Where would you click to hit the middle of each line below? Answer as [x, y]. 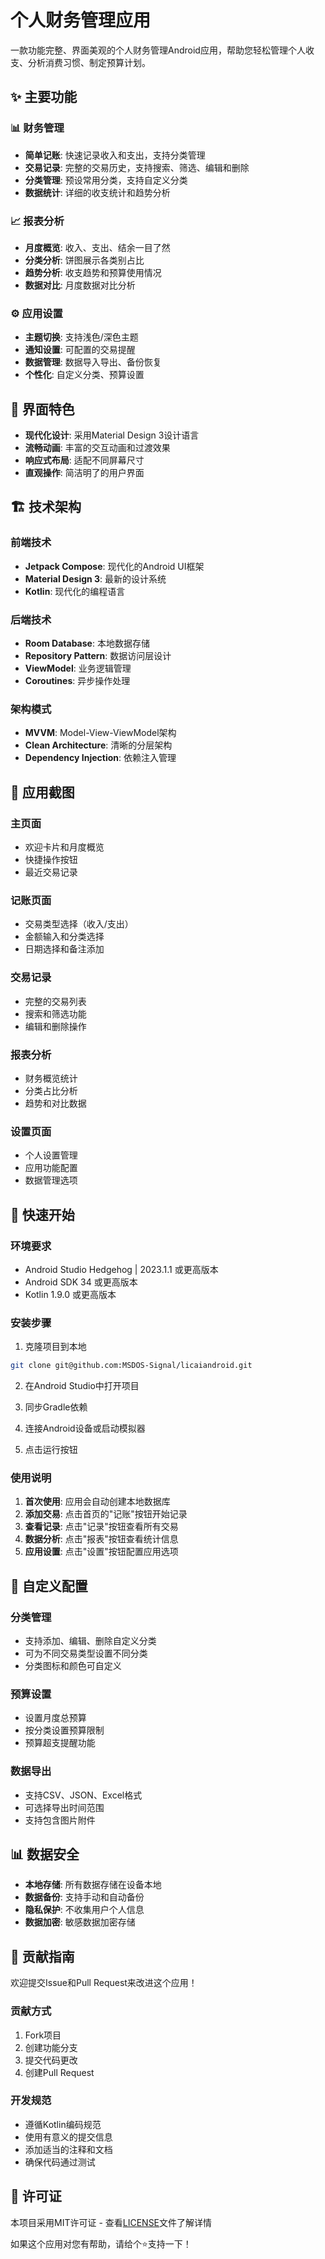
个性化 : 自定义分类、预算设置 [84, 375]
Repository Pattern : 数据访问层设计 [98, 656]
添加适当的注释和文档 [68, 2149]
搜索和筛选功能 [55, 1013]
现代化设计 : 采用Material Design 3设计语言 [112, 435]
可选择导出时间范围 [64, 1807]
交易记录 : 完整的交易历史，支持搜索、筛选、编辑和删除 [137, 167]
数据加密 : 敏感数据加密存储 [80, 1922]
